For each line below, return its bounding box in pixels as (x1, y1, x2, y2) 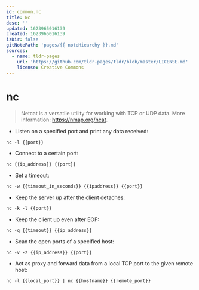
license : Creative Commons (17, 64, 84, 71)
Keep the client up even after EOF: (14, 216, 100, 223)
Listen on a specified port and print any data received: (14, 128, 148, 135)
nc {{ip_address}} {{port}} (6, 161, 76, 167)
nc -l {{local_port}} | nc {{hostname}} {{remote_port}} (6, 278, 151, 284)
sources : (6, 48, 28, 54)
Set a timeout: (14, 172, 50, 179)
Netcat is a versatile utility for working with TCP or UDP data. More (20, 110, 185, 117)
